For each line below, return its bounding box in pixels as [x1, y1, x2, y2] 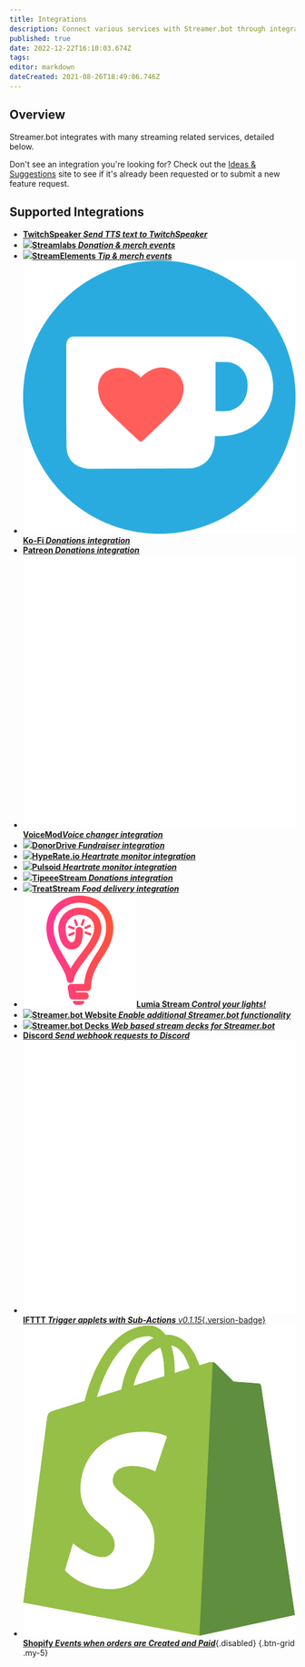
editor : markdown [9, 63, 75, 72]
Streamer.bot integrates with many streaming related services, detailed [9, 131, 275, 142]
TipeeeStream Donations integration [31, 872, 173, 883]
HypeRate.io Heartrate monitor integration [31, 850, 196, 861]
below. [9, 141, 34, 152]
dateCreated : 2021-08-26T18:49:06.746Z [9, 73, 161, 82]
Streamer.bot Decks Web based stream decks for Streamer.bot [31, 1020, 275, 1031]
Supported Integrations [9, 205, 145, 220]
